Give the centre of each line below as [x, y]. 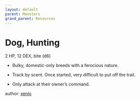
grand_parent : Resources [30, 18]
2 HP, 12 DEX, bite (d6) [28, 56]
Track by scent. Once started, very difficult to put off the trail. [74, 75]
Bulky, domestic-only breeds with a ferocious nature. [65, 66]
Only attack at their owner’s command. [51, 84]
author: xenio [18, 94]
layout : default [21, 9]
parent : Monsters [23, 14]
